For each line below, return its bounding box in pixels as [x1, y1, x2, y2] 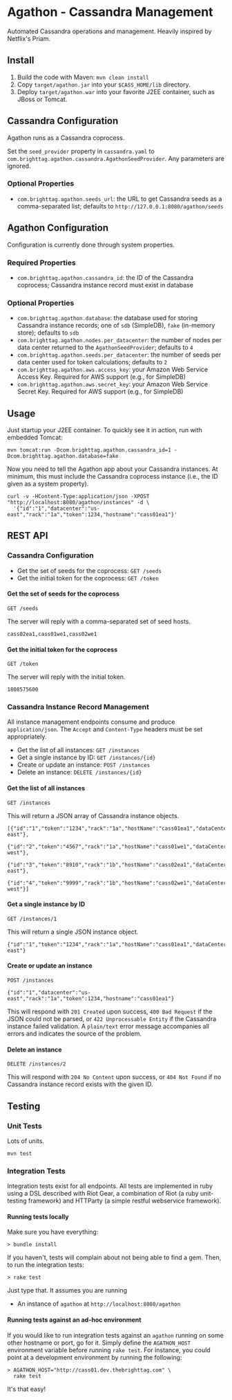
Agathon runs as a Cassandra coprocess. [7, 133, 125, 142]
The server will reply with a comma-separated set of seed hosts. [7, 617, 191, 626]
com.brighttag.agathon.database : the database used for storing [17, 314, 198, 322]
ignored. [7, 161, 31, 170]
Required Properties [7, 258, 76, 267]
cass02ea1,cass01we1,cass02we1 [7, 630, 97, 637]
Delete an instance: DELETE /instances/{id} [17, 768, 142, 777]
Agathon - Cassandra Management [7, 4, 213, 20]
